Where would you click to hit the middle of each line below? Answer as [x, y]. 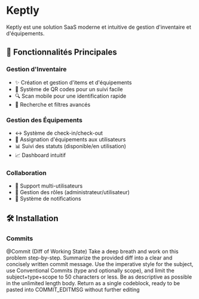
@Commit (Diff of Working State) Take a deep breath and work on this [92, 251]
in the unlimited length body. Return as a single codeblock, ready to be [93, 283]
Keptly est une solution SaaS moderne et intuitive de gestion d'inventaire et [99, 27]
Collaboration [26, 173]
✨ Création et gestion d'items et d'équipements [73, 82]
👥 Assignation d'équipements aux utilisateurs [70, 139]
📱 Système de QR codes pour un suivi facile [69, 89]
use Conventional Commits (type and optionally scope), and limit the [90, 270]
